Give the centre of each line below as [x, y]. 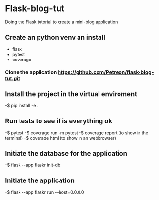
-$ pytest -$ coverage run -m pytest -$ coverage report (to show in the [77, 133]
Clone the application [31, 72]
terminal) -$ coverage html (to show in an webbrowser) [60, 138]
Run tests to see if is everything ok [59, 121]
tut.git [13, 78]
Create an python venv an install [55, 37]
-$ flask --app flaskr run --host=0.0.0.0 [45, 192]
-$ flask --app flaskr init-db [33, 165]
